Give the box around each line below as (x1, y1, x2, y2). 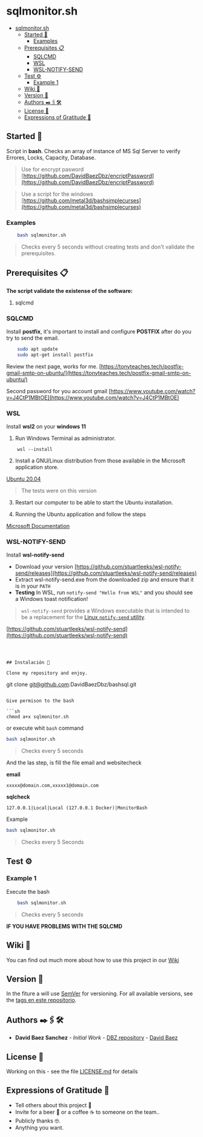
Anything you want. (15, 1124, 64, 1131)
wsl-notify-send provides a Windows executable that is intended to (21, 607, 190, 614)
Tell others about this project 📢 (15, 1101, 92, 1108)
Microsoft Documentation (6, 523, 70, 530)
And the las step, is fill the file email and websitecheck (6, 759, 142, 766)
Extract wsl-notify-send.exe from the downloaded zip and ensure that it (15, 576, 194, 583)
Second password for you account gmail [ (6, 387, 111, 394)
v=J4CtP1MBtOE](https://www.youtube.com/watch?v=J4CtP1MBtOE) (6, 394, 180, 401)
